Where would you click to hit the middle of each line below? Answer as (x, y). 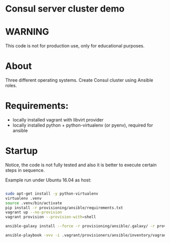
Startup (22, 151)
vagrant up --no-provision (34, 212)
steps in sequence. (25, 170)
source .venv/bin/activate (34, 203)
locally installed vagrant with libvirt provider (58, 120)
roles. (11, 86)
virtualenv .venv (24, 198)
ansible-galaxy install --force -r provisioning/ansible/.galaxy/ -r (80, 226)
